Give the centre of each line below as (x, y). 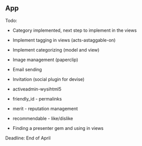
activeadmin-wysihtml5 (37, 89)
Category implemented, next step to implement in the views (75, 30)
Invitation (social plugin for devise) (49, 79)
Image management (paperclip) (45, 60)
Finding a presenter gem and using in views (58, 128)
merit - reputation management (45, 109)
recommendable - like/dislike (43, 118)
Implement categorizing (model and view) (56, 50)
